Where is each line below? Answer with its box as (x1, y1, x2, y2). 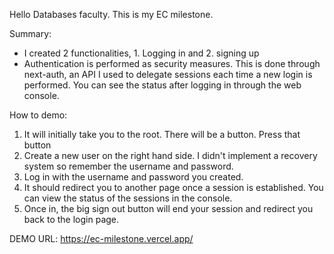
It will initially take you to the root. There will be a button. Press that (23, 129, 301, 140)
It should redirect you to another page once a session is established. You (23, 182, 324, 193)
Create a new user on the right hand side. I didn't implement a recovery (23, 150, 318, 161)
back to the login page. (23, 214, 120, 225)
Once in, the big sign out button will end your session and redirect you (23, 203, 314, 214)
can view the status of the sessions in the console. (23, 192, 233, 204)
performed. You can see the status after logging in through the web (23, 79, 302, 91)
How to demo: (9, 109, 68, 121)
